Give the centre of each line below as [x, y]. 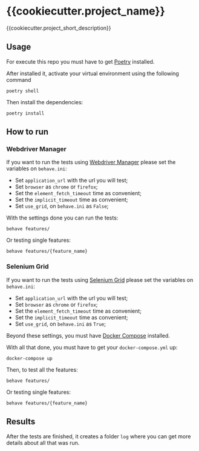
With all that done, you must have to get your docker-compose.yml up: [92, 347]
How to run [28, 132]
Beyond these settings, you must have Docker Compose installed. [88, 335]
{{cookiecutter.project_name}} [86, 11]
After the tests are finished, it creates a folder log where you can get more [99, 436]
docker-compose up [29, 358]
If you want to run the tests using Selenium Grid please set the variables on [100, 279]
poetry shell [23, 91]
